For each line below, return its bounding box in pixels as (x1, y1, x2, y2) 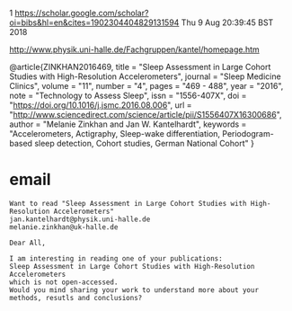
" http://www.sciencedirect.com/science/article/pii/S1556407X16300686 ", (9, 110, 282, 120)
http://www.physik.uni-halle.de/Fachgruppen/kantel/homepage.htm (9, 44, 261, 55)
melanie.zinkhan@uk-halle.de (9, 222, 119, 232)
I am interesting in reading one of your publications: (9, 253, 223, 263)
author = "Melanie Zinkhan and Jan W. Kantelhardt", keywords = (9, 119, 247, 129)
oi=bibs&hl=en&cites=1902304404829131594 (9, 17, 180, 28)
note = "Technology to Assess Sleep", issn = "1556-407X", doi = (9, 90, 247, 101)
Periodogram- (222, 129, 274, 138)
